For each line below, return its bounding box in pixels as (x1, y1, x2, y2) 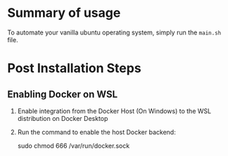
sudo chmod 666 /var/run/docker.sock (17, 141, 130, 150)
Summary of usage (7, 5, 121, 21)
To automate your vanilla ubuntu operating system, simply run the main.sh (7, 28, 222, 37)
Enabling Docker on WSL (7, 88, 118, 100)
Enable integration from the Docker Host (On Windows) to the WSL (17, 107, 212, 115)
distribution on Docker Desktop (17, 114, 108, 122)
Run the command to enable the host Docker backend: (17, 128, 176, 136)
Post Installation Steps (7, 60, 142, 77)
